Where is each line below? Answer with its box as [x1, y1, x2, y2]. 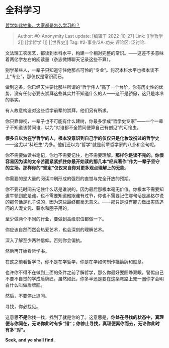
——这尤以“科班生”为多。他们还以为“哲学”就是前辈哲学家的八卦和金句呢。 [5, 141, 158, 147]
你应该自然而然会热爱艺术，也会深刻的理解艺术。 [5, 226, 107, 233]
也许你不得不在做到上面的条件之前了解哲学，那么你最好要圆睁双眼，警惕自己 [5, 269, 164, 275]
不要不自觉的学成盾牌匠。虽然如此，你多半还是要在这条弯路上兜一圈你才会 [5, 275, 159, 281]
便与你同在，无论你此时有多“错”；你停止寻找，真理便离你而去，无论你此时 [5, 320, 160, 326]
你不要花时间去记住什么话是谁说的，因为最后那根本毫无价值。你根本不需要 [5, 186, 159, 192]
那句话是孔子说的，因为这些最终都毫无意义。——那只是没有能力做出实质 [9, 199, 159, 205]
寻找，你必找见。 [5, 303, 41, 309]
